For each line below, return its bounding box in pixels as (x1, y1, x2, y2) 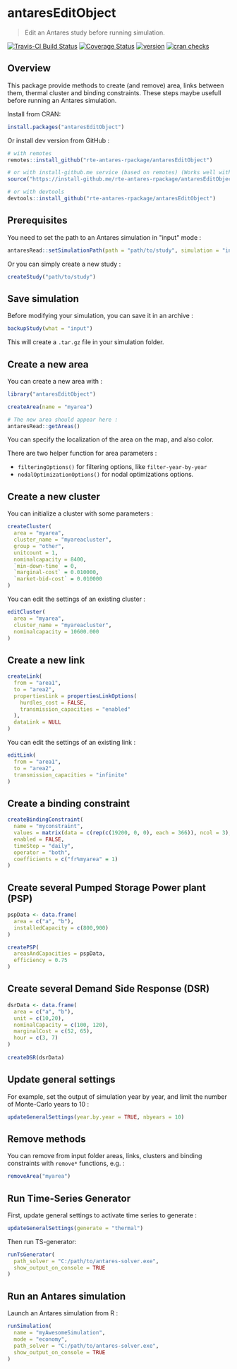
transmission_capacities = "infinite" (13, 771, 128, 779)
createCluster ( (7, 523, 52, 530)
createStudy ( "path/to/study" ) (7, 273, 97, 280)
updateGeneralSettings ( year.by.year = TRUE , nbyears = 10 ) (7, 1113, 185, 1121)
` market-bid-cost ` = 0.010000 (13, 576, 102, 583)
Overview (7, 62, 51, 75)
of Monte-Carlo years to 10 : (7, 1100, 90, 1108)
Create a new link (7, 654, 85, 666)
